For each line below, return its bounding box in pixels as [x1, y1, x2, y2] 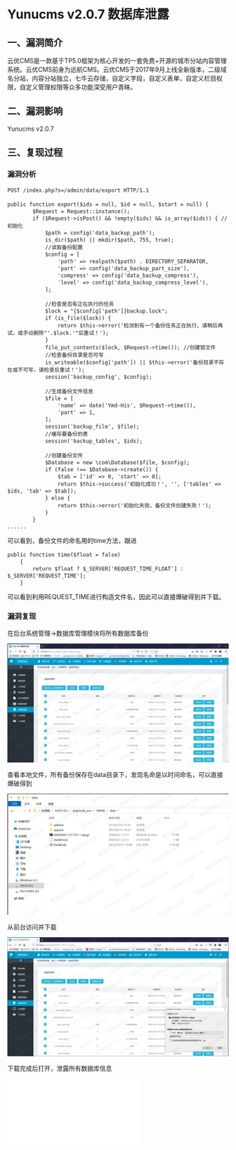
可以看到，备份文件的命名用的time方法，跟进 [7, 536, 137, 544]
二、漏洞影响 [7, 105, 63, 117]
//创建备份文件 [44, 452, 83, 459]
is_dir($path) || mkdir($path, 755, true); [44, 236, 174, 243]
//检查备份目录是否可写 [44, 351, 104, 358]
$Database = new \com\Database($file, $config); [44, 459, 190, 466]
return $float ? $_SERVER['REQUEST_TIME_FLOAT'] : [32, 565, 184, 573]
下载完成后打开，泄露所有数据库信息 [7, 1064, 112, 1072]
